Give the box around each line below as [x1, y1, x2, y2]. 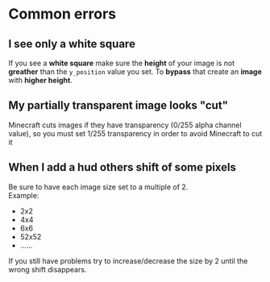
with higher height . [8, 76, 73, 85]
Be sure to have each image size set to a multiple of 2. [8, 182, 189, 192]
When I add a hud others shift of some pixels [8, 160, 236, 174]
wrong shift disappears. [8, 264, 87, 274]
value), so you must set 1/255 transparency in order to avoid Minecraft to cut [8, 128, 263, 138]
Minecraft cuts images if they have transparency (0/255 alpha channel [8, 120, 242, 130]
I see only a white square [8, 37, 135, 51]
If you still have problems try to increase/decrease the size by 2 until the [8, 255, 248, 266]
